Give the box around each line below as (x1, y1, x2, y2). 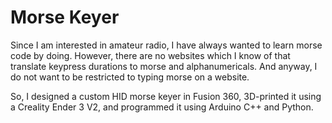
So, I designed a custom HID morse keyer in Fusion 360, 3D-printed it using (10, 90, 322, 102)
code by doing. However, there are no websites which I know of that (10, 49, 291, 61)
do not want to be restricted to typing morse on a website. (10, 71, 250, 83)
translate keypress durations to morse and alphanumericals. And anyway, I (10, 60, 318, 72)
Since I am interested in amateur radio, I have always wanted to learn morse (10, 39, 323, 51)
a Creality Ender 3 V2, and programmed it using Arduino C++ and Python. (10, 101, 314, 113)
